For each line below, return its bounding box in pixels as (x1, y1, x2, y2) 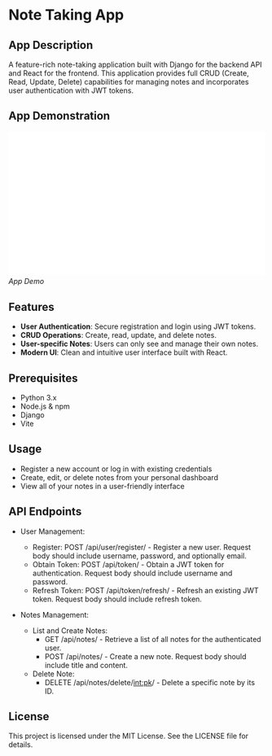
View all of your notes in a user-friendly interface (20, 481, 185, 491)
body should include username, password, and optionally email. (32, 551, 247, 561)
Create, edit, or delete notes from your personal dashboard (20, 472, 218, 482)
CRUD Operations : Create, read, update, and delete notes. (20, 330, 217, 340)
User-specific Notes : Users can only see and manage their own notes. (20, 339, 259, 349)
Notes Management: (20, 610, 90, 619)
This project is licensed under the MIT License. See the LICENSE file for (8, 731, 249, 741)
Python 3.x (20, 393, 57, 403)
